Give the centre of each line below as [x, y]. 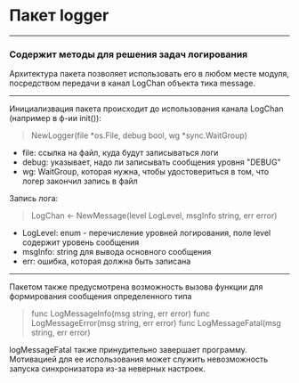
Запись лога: [34, 199]
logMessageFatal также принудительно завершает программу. [128, 350]
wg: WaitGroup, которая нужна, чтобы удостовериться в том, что [145, 172]
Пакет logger [59, 16]
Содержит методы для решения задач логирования [129, 54]
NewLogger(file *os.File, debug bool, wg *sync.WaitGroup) [139, 135]
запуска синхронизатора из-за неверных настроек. [108, 369]
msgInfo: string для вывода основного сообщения [117, 252]
